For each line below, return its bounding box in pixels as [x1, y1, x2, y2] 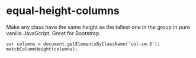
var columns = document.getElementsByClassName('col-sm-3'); [6, 41, 160, 47]
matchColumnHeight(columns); [6, 46, 78, 52]
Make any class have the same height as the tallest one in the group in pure [6, 23, 191, 30]
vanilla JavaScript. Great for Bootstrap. [6, 29, 101, 36]
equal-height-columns [6, 4, 120, 18]
